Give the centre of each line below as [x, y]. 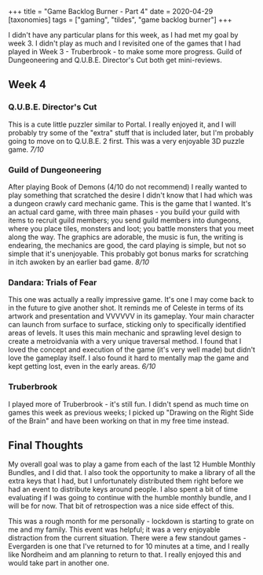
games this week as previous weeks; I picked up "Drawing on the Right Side [131, 412]
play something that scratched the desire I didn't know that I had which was [130, 195]
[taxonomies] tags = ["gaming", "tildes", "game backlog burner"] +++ [121, 20]
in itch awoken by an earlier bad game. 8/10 [79, 262]
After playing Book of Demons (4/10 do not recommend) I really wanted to [128, 186]
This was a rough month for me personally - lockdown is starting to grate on [131, 522]
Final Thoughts [46, 445]
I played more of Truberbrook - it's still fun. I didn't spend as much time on [128, 404]
